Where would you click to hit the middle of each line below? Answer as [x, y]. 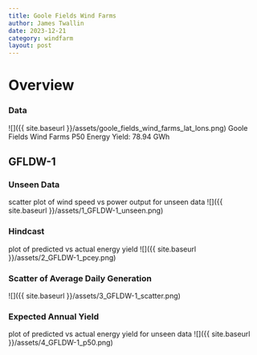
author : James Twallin [46, 23]
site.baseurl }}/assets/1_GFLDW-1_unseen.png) [86, 210]
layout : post [30, 46]
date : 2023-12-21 [37, 31]
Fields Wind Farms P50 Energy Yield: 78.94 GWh [89, 137]
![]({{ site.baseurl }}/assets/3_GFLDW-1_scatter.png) [94, 296]
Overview [41, 86]
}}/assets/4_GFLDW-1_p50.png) [61, 343]
